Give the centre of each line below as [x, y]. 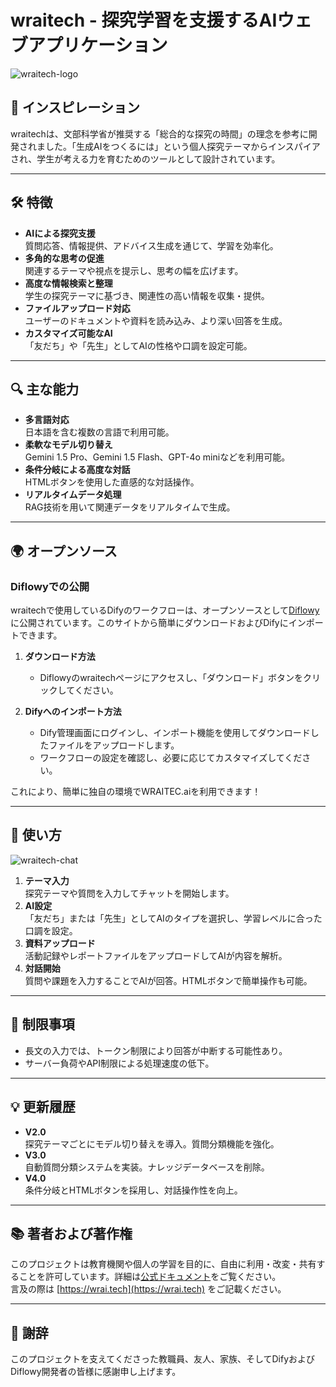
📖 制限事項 [42, 1024]
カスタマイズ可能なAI [68, 333]
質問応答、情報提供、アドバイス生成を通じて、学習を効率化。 [151, 245]
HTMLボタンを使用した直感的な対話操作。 [112, 482]
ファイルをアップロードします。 [114, 745]
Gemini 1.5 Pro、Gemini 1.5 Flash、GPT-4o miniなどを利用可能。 [157, 457]
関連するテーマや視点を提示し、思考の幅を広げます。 [134, 270]
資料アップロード [60, 943]
